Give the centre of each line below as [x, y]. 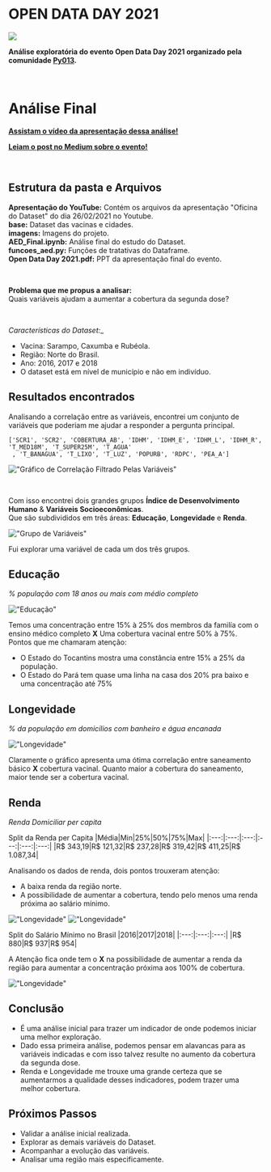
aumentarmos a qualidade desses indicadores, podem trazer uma [130, 1080]
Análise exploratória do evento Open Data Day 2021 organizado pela [125, 51]
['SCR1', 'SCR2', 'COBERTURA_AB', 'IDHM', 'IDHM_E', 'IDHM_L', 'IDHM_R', [135, 440]
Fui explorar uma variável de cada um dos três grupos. [99, 549]
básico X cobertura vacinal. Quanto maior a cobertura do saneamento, [126, 768]
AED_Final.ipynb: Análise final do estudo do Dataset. [97, 241]
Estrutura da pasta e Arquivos [85, 188]
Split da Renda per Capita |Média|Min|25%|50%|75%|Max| [107, 837]
